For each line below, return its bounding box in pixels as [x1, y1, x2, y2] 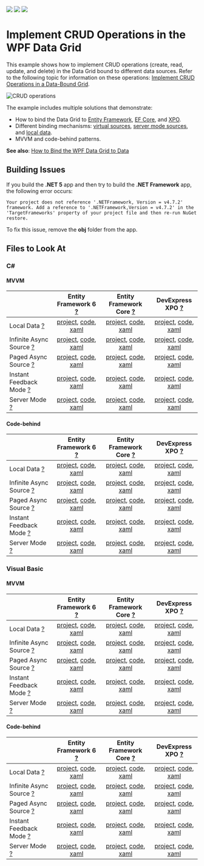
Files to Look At [6, 244, 66, 254]
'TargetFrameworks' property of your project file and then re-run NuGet [6, 210, 197, 216]
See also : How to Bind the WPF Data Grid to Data [6, 147, 129, 154]
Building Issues [6, 165, 66, 175]
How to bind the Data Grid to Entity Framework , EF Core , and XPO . [15, 116, 182, 123]
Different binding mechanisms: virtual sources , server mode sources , [15, 122, 188, 129]
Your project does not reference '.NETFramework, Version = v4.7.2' [6, 199, 183, 205]
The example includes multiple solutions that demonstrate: [6, 104, 153, 111]
